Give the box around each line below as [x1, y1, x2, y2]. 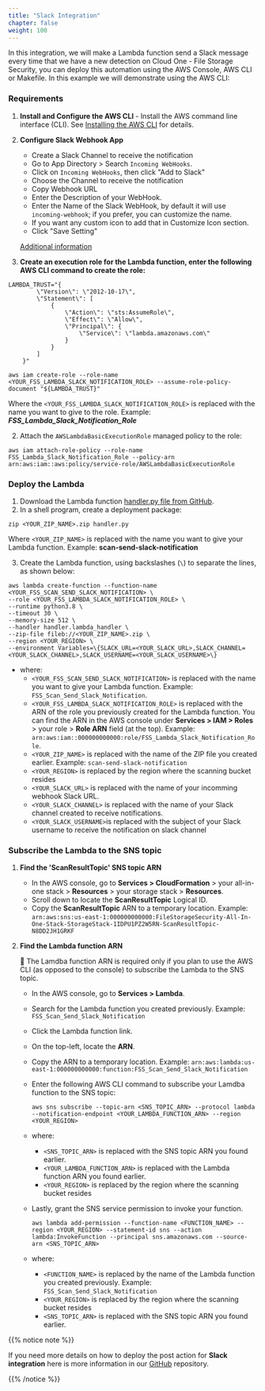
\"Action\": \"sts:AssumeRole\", [64, 308, 176, 316]
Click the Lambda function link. [31, 1026, 133, 1036]
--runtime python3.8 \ [8, 602, 83, 611]
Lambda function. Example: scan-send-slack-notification [8, 542, 199, 552]
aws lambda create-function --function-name [8, 581, 157, 589]
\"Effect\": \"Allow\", [64, 315, 144, 324]
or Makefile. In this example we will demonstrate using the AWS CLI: [8, 73, 230, 83]
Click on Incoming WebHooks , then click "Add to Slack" [31, 167, 206, 177]
